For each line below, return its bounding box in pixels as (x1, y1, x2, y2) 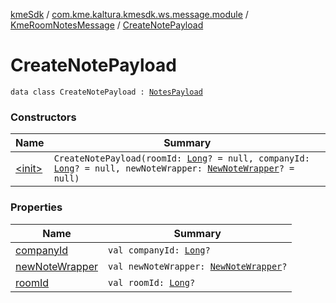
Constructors (10, 110, 77, 124)
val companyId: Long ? (108, 244, 211, 256)
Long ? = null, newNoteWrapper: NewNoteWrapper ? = (53, 163, 295, 174)
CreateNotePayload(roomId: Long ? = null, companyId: (53, 153, 310, 164)
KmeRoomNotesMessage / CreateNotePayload (10, 19, 204, 31)
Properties (10, 200, 63, 214)
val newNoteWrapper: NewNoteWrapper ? (108, 260, 288, 272)
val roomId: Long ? (108, 277, 196, 288)
